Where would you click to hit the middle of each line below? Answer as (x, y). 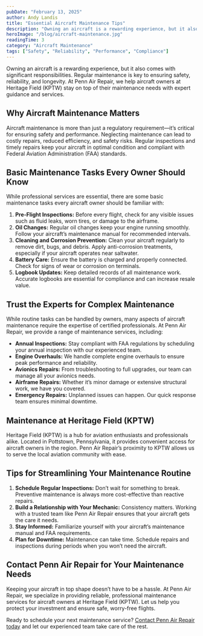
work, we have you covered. (50, 388)
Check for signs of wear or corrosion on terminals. (78, 266)
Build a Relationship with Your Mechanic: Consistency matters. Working (105, 507)
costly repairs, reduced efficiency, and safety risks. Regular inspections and (101, 140)
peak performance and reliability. (56, 363)
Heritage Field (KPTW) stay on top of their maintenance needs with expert (98, 88)
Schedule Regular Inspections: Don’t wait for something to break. (97, 488)
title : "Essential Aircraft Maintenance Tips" (66, 23)
